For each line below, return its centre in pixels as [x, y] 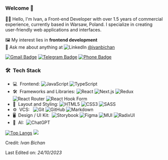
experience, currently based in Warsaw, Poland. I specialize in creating [79, 24]
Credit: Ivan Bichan [25, 143]
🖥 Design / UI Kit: [31, 115]
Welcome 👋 [19, 8]
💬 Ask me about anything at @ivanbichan [60, 47]
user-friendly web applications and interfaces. [53, 30]
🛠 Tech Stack [23, 70]
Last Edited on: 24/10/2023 [34, 152]
